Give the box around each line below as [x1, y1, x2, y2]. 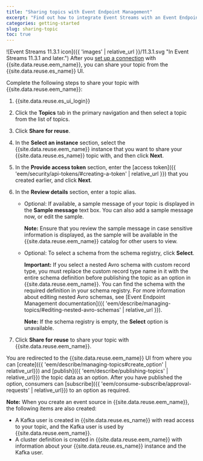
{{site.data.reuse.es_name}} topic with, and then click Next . [14, 152, 164, 160]
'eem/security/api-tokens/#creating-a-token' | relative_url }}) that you [14, 170, 188, 178]
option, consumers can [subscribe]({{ [6, 380, 100, 388]
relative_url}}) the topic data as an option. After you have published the [6, 374, 182, 381]
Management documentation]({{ [24, 300, 105, 307]
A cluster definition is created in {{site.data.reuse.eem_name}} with [14, 436, 182, 443]
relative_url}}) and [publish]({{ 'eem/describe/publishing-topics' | [6, 368, 169, 375]
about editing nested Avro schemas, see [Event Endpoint [24, 294, 166, 301]
